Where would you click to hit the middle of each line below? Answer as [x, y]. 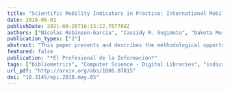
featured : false [30, 52]
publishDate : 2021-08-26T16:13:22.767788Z [68, 26]
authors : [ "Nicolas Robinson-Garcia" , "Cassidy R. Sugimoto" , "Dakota [110, 32]
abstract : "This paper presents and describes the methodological [104, 45]
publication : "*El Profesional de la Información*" [82, 58]
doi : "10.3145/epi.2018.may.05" [53, 77]
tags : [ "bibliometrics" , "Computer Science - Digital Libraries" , [104, 64]
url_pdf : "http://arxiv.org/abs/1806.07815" [72, 70]
